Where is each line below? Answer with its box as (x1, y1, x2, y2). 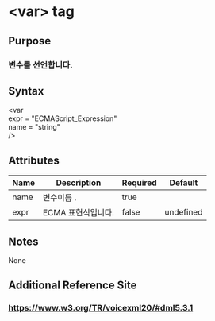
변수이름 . (42, 192, 77, 203)
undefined (164, 207, 203, 218)
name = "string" (8, 122, 61, 132)
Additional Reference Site (8, 279, 137, 292)
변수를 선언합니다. (8, 59, 73, 70)
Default (169, 177, 198, 188)
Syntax (8, 84, 44, 98)
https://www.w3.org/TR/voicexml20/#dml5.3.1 (8, 303, 194, 314)
